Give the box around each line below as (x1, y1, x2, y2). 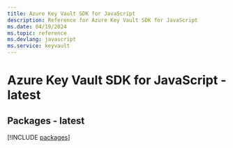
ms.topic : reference (7, 29, 68, 37)
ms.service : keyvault (7, 42, 70, 49)
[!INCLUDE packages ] (7, 133, 70, 141)
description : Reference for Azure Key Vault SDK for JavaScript (7, 17, 198, 24)
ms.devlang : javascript (7, 36, 77, 43)
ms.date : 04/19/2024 (7, 23, 68, 30)
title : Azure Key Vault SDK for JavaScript (7, 10, 136, 17)
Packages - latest (7, 115, 85, 126)
